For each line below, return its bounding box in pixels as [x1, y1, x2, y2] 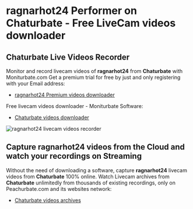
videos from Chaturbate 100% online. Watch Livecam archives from [6, 173, 170, 180]
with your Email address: [6, 80, 65, 87]
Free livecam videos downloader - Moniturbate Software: [6, 103, 143, 109]
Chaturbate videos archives [14, 197, 82, 204]
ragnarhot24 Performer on [6, 4, 137, 18]
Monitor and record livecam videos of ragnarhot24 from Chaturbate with [6, 68, 183, 74]
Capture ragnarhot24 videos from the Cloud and [6, 142, 185, 152]
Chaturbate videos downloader [14, 114, 89, 121]
